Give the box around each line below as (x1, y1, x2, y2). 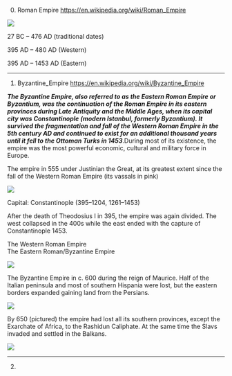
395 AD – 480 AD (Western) (7, 46, 87, 54)
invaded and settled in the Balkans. (7, 330, 107, 338)
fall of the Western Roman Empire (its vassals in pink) (7, 172, 159, 180)
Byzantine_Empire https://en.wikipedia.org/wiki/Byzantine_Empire (17, 79, 205, 87)
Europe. (7, 152, 30, 159)
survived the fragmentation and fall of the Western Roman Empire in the (7, 122, 219, 130)
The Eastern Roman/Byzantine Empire (7, 247, 115, 256)
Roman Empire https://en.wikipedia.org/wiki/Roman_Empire (17, 6, 186, 14)
